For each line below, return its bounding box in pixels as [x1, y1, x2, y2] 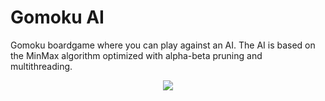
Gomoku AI [10, 6, 105, 29]
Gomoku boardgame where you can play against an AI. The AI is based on [10, 39, 316, 51]
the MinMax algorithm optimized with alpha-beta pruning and [10, 49, 263, 61]
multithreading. [10, 60, 73, 72]
